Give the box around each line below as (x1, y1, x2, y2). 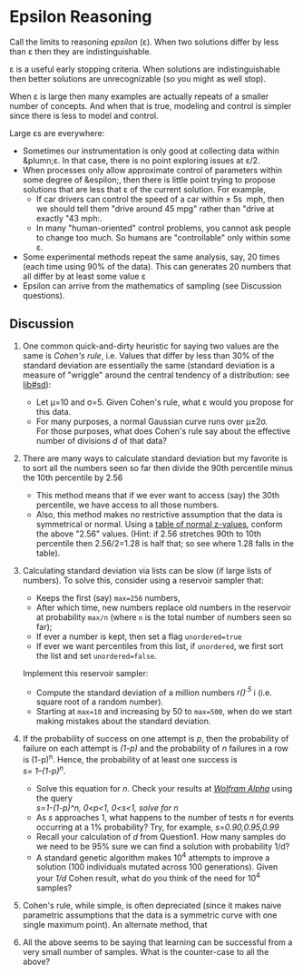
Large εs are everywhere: (9, 127, 105, 138)
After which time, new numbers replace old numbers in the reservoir (35, 602, 292, 613)
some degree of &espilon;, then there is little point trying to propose (22, 174, 276, 185)
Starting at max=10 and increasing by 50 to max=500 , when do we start (35, 706, 293, 717)
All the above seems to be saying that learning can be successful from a (22, 937, 293, 948)
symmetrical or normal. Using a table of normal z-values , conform (35, 518, 283, 529)
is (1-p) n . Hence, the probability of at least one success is (22, 753, 238, 765)
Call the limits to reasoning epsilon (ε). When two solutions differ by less (9, 36, 279, 47)
